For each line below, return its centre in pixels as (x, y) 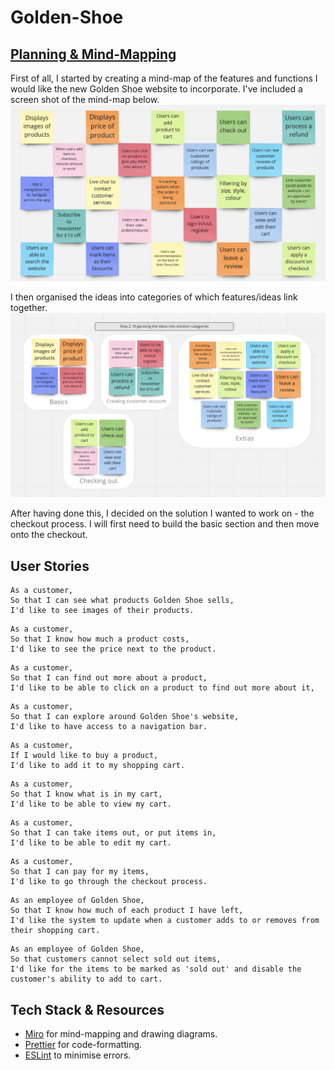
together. (29, 308)
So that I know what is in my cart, (86, 794)
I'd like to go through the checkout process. (109, 882)
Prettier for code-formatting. (83, 1044)
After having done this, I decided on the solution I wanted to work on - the (162, 513)
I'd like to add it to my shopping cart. (98, 766)
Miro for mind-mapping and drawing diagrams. (121, 1033)
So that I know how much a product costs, (100, 639)
